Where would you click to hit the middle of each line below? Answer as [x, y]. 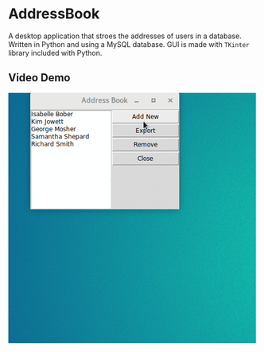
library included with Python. [55, 53]
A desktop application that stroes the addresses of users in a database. [125, 36]
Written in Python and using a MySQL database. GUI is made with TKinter [129, 44]
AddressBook [54, 14]
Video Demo [39, 78]
